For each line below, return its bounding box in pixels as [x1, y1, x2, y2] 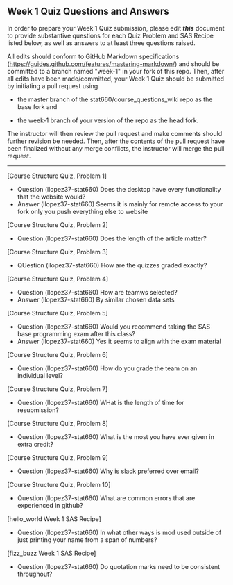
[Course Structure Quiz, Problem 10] [7, 480, 111, 488]
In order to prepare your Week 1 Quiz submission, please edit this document [7, 24, 225, 32]
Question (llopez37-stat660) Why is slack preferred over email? [17, 467, 200, 475]
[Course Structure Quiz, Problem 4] [7, 274, 109, 283]
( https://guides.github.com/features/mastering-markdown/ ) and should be [7, 59, 220, 68]
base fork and [17, 102, 58, 110]
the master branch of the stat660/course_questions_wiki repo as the [17, 95, 213, 104]
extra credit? [17, 440, 54, 448]
